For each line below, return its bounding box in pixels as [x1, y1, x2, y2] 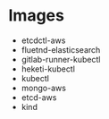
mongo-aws [21, 82, 66, 93]
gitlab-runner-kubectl [21, 54, 101, 64]
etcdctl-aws [21, 35, 66, 46]
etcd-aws [21, 91, 57, 103]
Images [8, 5, 64, 26]
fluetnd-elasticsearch [21, 44, 101, 55]
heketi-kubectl [21, 64, 75, 74]
